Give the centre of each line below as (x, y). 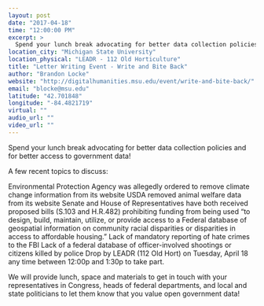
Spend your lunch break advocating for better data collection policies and (127, 147)
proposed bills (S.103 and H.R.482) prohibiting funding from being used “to (129, 211)
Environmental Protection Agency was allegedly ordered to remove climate (129, 186)
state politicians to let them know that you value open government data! (124, 293)
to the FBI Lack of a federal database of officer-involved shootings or (120, 245)
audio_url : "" (31, 118)
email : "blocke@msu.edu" (49, 88)
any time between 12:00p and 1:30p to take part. (86, 261)
